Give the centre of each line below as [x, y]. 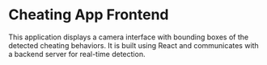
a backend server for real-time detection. [77, 54]
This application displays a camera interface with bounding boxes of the [129, 37]
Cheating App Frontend [89, 15]
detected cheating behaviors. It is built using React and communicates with [133, 45]
